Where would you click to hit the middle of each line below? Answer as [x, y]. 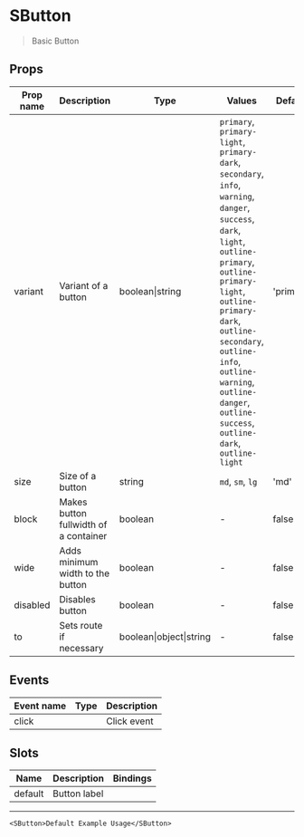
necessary [81, 648]
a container [83, 535]
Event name [40, 706]
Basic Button [55, 41]
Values [242, 101]
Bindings [132, 778]
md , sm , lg [238, 481]
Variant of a [83, 285]
